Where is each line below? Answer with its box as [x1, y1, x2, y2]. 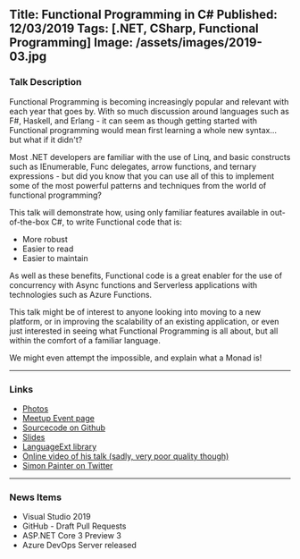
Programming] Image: [9, 35, 134, 50]
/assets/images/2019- [135, 35, 262, 50]
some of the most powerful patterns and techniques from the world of [9, 180, 267, 191]
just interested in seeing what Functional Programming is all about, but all [9, 326, 279, 336]
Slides [21, 431, 46, 442]
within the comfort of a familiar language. [9, 335, 161, 345]
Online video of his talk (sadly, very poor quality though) [21, 451, 229, 462]
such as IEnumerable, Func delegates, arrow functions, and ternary [9, 161, 257, 172]
